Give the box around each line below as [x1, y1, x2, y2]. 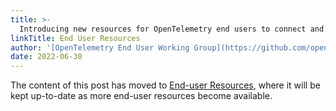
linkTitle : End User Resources [10, 33, 141, 43]
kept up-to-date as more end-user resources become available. [10, 90, 273, 102]
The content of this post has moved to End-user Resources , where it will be [10, 79, 321, 91]
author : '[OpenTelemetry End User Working [10, 42, 190, 53]
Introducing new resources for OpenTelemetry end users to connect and [19, 24, 325, 34]
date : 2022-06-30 [10, 52, 83, 62]
